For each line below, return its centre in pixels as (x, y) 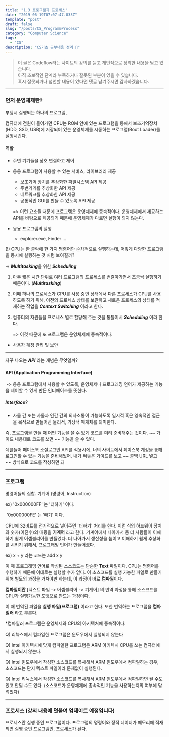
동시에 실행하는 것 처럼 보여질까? (43, 255)
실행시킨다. (16, 136)
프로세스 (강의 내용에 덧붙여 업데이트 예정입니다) (60, 711)
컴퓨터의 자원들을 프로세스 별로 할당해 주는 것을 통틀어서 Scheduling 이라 (85, 317)
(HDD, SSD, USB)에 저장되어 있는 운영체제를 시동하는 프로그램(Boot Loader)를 (83, 129)
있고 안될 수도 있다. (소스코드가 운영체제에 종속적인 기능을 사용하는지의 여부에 (81, 685)
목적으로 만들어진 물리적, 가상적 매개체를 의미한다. (67, 422)
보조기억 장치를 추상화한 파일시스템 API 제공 (63, 182)
